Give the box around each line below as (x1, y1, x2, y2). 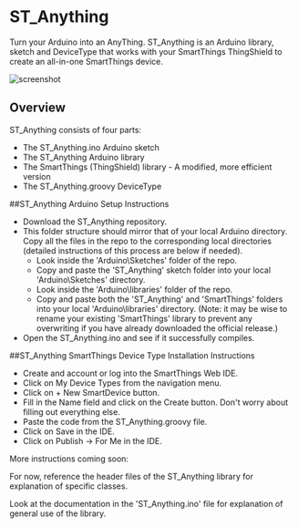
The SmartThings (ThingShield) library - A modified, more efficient (22, 161, 272, 172)
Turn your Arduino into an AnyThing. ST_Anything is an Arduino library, (9, 36, 275, 47)
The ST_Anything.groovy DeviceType (22, 181, 162, 192)
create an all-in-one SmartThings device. (9, 56, 164, 67)
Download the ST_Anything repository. (22, 216, 167, 227)
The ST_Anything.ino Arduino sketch (22, 141, 159, 152)
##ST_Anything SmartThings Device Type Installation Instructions (9, 349, 255, 361)
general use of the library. (9, 508, 107, 519)
